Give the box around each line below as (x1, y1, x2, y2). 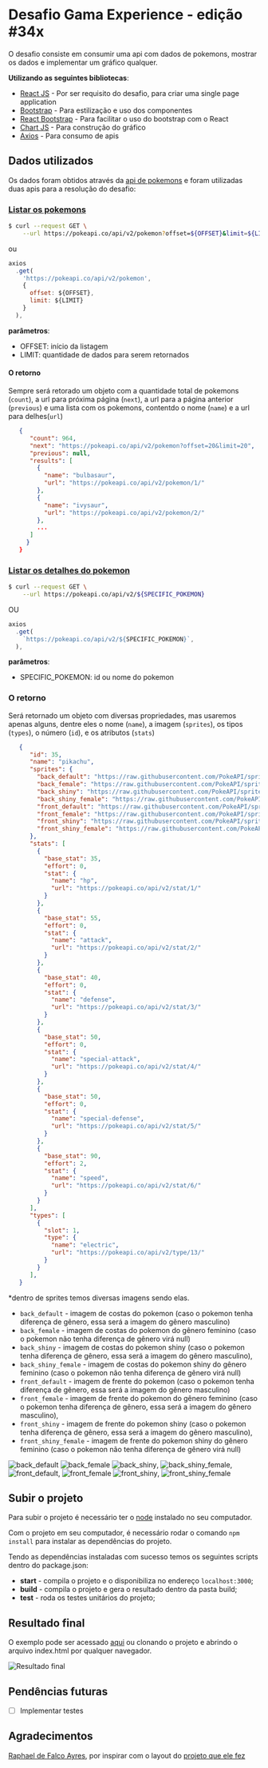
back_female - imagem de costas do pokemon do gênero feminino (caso (19, 1325, 257, 1335)
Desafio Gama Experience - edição (8, 6, 243, 24)
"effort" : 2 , (43, 1159, 88, 1167)
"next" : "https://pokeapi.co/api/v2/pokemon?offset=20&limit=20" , (29, 441, 255, 449)
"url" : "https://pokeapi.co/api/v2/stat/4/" (50, 1063, 202, 1071)
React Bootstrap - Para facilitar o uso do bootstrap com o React (19, 114, 229, 123)
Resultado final (8, 1616, 85, 1630)
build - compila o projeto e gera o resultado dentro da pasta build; (19, 1585, 238, 1594)
